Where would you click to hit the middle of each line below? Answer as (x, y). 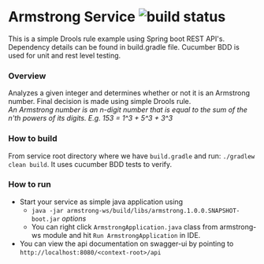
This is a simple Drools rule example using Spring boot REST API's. (117, 39)
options (74, 218)
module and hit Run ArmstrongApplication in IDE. (122, 235)
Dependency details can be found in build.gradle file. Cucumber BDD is (124, 46)
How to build (33, 139)
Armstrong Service (72, 17)
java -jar (48, 210)
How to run (30, 184)
